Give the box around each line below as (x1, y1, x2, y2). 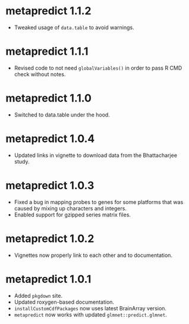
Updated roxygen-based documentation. (14, 298, 114, 306)
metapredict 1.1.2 (5, 4, 92, 18)
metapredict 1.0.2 (5, 232, 94, 245)
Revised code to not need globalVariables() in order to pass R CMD (14, 64, 182, 71)
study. (14, 158, 30, 165)
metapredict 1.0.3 (5, 178, 94, 192)
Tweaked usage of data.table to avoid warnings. (14, 24, 134, 31)
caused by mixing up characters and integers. (14, 205, 127, 212)
